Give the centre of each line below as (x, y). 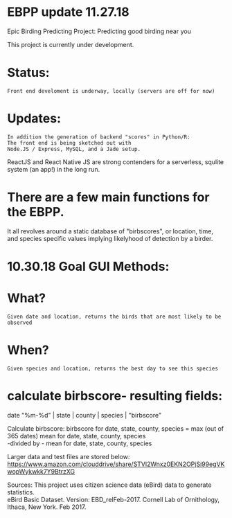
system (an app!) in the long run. (54, 169)
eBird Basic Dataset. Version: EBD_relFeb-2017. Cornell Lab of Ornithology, (114, 499)
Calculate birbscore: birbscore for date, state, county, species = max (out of (115, 428)
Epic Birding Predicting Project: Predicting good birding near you (99, 31)
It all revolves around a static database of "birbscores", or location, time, (110, 231)
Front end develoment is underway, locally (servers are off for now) (111, 91)
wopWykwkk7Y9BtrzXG (41, 471)
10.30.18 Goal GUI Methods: (88, 266)
